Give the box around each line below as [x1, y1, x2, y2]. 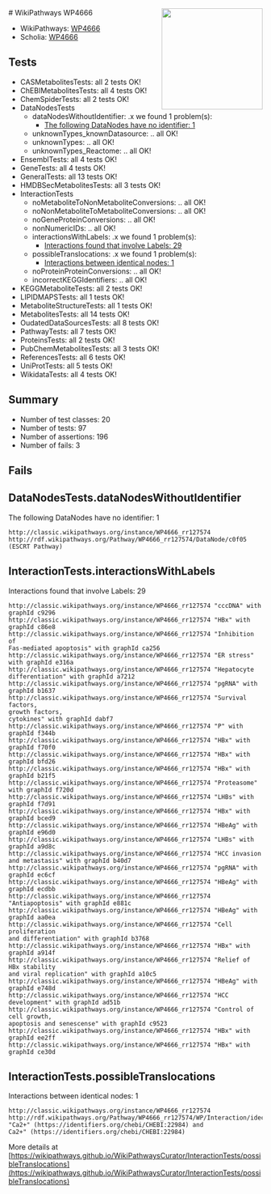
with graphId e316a [8, 658, 74, 666]
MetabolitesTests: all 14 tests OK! [19, 309, 131, 319]
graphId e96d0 [8, 828, 56, 836]
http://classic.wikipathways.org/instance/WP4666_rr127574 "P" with [8, 722, 244, 730]
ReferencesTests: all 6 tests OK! [19, 352, 127, 362]
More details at [8, 1142, 58, 1152]
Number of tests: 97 [19, 423, 87, 432]
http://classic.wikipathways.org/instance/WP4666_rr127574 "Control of [8, 1005, 254, 1013]
